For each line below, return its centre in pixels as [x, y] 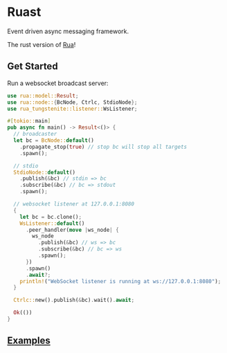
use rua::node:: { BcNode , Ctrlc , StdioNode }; [72, 102]
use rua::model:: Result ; [43, 96]
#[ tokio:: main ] [29, 121]
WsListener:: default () [52, 223]
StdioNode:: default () [45, 172]
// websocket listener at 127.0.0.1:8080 [74, 204]
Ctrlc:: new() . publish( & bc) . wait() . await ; [74, 300]
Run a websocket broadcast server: [58, 83]
